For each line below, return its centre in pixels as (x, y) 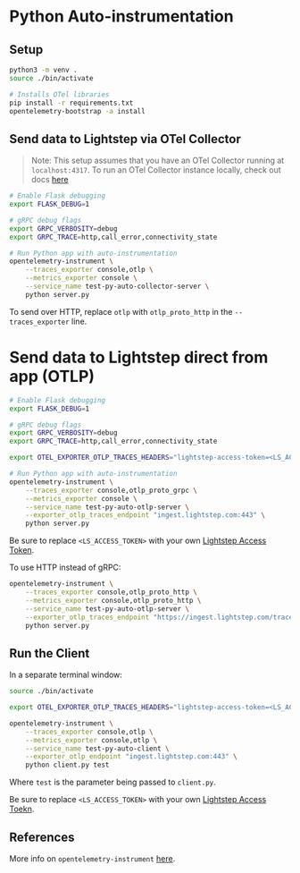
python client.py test (67, 765)
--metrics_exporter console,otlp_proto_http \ (113, 600)
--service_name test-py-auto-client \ (97, 749)
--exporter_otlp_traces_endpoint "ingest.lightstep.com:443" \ (146, 515)
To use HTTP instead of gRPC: (65, 568)
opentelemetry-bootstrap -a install (77, 111)
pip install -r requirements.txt (71, 103)
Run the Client (50, 653)
